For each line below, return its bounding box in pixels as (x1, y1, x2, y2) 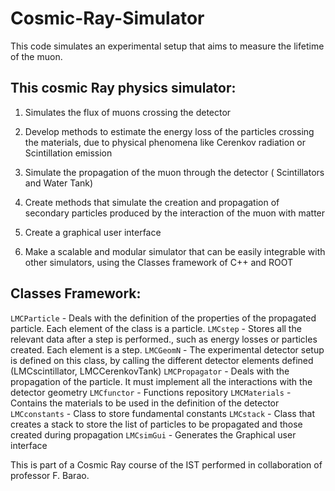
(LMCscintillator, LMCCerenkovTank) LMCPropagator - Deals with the (10, 365, 290, 377)
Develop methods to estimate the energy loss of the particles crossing (24, 125, 315, 137)
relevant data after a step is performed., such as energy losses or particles (10, 333, 318, 345)
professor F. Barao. (10, 469, 90, 481)
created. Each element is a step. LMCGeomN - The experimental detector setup (10, 343, 325, 356)
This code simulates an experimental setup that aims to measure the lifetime (10, 40, 325, 52)
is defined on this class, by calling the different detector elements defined (10, 354, 314, 366)
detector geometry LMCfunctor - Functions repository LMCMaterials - (10, 386, 292, 398)
